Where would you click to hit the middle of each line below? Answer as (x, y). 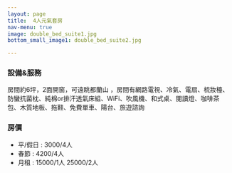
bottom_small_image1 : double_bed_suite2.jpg (74, 41)
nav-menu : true (30, 27)
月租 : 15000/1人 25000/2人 (58, 162)
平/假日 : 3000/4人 (45, 145)
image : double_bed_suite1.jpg (52, 34)
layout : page (27, 14)
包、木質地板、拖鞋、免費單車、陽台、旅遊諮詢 (76, 108)
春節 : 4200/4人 (41, 153)
